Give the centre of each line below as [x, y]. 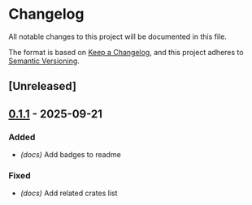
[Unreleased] [43, 86]
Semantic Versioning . [44, 61]
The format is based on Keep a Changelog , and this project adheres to [126, 52]
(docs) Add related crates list [69, 193]
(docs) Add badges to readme [71, 155]
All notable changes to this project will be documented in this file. [118, 36]
